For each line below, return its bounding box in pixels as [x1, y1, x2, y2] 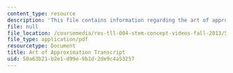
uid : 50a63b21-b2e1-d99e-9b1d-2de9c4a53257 [7, 56, 135, 63]
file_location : [7, 29, 51, 37]
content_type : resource [7, 10, 76, 17]
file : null [7, 23, 39, 30]
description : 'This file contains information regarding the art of [7, 17, 209, 24]
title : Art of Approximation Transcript [7, 49, 126, 56]
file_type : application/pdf [7, 36, 89, 43]
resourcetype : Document [7, 42, 76, 49]
